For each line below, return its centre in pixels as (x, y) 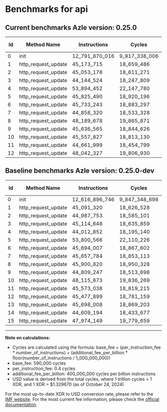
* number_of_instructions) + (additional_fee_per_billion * (70, 352)
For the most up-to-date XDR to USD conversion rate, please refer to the (79, 394)
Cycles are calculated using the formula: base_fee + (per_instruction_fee (86, 347)
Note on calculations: (28, 337)
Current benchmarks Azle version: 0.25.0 (71, 28)
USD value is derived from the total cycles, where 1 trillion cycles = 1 (82, 379)
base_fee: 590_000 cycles (39, 363)
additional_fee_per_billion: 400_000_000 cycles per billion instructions (84, 374)
